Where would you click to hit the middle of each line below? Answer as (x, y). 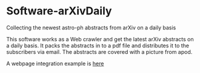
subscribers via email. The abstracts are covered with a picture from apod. (99, 51)
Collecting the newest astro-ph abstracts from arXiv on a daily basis (91, 28)
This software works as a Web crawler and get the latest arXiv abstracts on (100, 39)
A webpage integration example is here (55, 63)
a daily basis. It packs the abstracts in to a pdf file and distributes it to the (98, 45)
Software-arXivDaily (59, 11)
